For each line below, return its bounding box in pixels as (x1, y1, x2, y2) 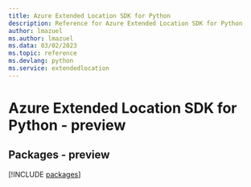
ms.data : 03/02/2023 (8, 42, 78, 50)
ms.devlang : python (8, 57, 74, 65)
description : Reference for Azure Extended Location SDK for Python (8, 19, 243, 27)
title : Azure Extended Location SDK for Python (8, 11, 171, 20)
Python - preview (8, 116, 126, 134)
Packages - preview (8, 148, 110, 162)
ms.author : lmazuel (8, 34, 74, 43)
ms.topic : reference (8, 49, 78, 57)
